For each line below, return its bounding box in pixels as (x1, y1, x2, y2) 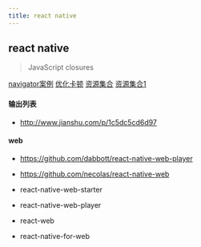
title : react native (8, 11, 78, 20)
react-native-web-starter (19, 184, 103, 194)
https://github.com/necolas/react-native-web (19, 169, 170, 179)
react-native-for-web (19, 231, 90, 241)
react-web (19, 216, 54, 225)
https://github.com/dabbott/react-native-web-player (19, 153, 194, 163)
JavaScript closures (27, 63, 94, 72)
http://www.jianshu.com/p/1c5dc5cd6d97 (19, 117, 158, 127)
